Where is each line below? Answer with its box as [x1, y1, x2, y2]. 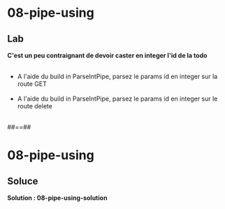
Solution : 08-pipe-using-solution [7, 194, 108, 202]
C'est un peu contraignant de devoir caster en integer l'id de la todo [7, 51, 208, 59]
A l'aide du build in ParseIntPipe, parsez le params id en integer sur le [17, 94, 218, 103]
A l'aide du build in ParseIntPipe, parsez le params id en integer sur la [17, 72, 218, 80]
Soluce [7, 175, 38, 187]
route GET [17, 80, 47, 88]
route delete [17, 102, 52, 110]
